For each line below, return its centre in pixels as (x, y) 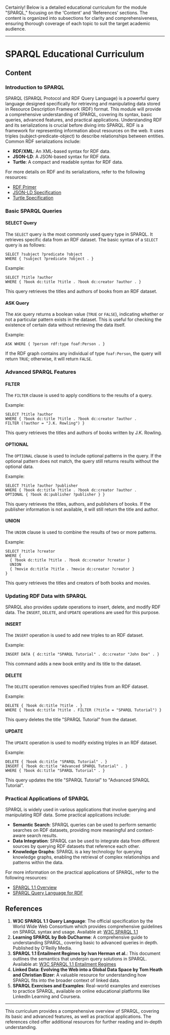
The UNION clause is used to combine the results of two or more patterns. (81, 532)
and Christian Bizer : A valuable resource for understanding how (79, 975)
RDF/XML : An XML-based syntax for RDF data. (61, 151)
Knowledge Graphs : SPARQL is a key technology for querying (77, 851)
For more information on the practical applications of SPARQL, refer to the (82, 872)
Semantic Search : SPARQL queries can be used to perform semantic (84, 825)
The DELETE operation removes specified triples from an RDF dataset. (77, 687)
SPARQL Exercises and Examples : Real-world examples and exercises (86, 985)
